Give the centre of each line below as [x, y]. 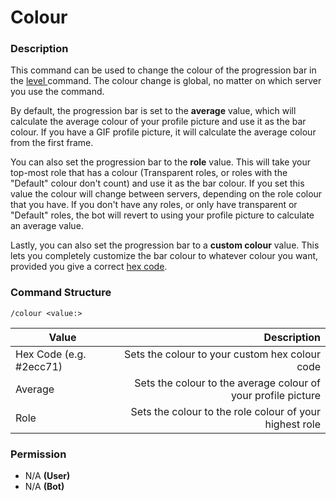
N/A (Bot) [44, 487]
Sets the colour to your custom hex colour [222, 354]
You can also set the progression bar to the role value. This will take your [160, 162]
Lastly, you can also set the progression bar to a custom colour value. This [165, 245]
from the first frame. [52, 143]
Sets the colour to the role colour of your [225, 411]
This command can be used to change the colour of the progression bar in [163, 70]
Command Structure [61, 293]
